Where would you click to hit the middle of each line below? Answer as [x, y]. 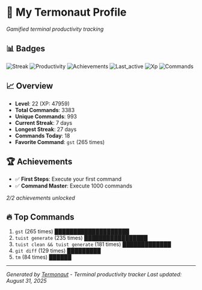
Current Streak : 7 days [44, 122]
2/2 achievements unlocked [41, 198]
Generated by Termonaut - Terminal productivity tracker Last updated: [94, 274]
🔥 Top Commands [40, 217]
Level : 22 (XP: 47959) [42, 103]
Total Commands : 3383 [45, 110]
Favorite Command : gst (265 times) [60, 142]
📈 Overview [30, 86]
